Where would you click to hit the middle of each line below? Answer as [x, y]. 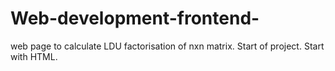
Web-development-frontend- [135, 18]
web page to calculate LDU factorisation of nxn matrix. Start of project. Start [167, 46]
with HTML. [34, 56]
